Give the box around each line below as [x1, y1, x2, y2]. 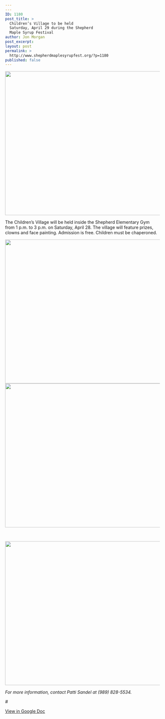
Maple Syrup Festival [9, 30, 54, 35]
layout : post [5, 44, 32, 49]
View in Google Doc [5, 708, 45, 714]
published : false [5, 58, 41, 63]
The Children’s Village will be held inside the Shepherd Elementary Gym [5, 219, 150, 225]
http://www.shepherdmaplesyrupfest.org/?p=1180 [9, 53, 109, 58]
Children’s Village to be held [9, 21, 74, 26]
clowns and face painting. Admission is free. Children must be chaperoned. [5, 230, 157, 236]
